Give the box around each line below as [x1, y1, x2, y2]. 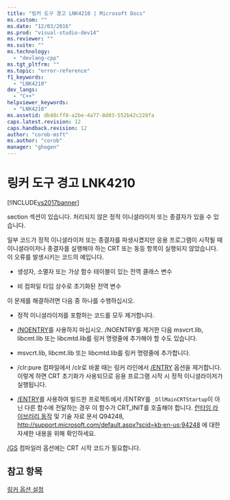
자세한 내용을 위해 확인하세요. [16, 429, 97, 437]
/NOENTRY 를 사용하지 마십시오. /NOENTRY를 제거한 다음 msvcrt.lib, [16, 325, 204, 334]
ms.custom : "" [7, 16, 48, 23]
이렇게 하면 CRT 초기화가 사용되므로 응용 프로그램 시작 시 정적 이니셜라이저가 [16, 371, 223, 380]
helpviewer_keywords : [7, 99, 69, 106]
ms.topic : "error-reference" [7, 67, 90, 74]
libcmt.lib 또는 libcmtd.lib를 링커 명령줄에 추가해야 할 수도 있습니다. [16, 334, 198, 342]
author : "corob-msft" [7, 131, 69, 138]
